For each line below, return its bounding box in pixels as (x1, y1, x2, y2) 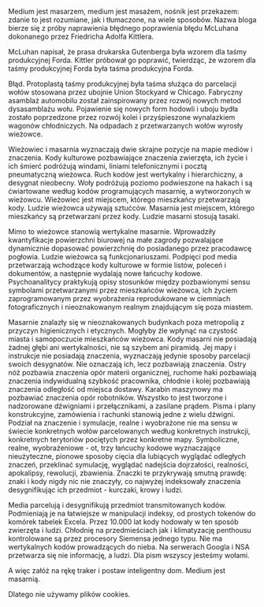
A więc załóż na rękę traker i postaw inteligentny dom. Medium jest (8, 566, 226, 575)
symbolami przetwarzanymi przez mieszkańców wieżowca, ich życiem (8, 285, 238, 295)
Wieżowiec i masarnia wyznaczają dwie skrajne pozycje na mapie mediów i (8, 145, 253, 154)
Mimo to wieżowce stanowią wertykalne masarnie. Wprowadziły (8, 227, 217, 236)
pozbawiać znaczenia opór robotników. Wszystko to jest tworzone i (8, 393, 227, 402)
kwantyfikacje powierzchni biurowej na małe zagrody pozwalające (8, 236, 224, 244)
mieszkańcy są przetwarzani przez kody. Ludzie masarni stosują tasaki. (8, 212, 240, 221)
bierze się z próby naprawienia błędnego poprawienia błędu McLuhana (8, 24, 239, 32)
